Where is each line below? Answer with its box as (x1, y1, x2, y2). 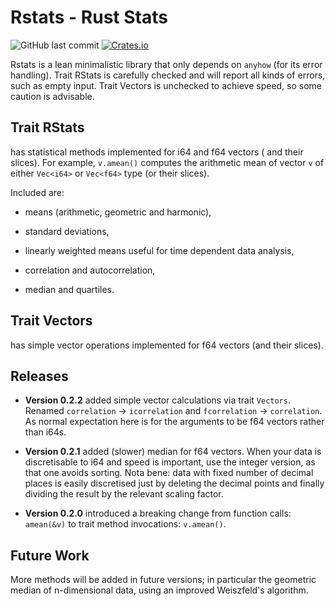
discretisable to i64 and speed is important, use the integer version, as (24, 456, 316, 468)
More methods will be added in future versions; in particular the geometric (10, 574, 317, 586)
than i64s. (24, 426, 67, 438)
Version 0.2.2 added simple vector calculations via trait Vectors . (24, 394, 291, 406)
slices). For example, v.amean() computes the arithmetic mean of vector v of (10, 156, 325, 168)
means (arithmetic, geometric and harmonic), (24, 206, 212, 218)
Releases (10, 367, 69, 385)
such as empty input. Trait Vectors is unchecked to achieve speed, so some (10, 79, 323, 91)
